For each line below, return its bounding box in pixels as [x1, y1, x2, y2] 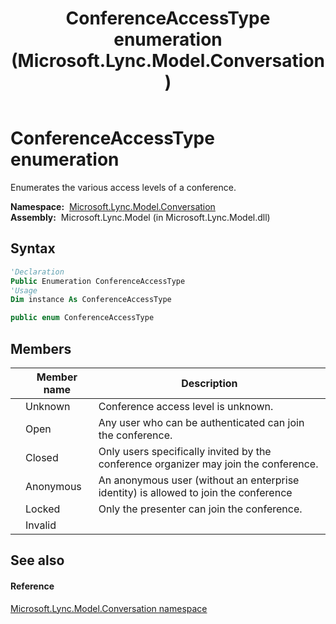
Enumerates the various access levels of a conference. [10, 181, 237, 193]
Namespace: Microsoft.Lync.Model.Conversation [10, 200, 216, 212]
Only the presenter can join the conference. [98, 502, 303, 516]
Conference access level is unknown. [98, 399, 274, 413]
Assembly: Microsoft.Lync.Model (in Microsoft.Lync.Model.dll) [10, 211, 271, 223]
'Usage [10, 285, 38, 296]
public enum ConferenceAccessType [10, 313, 155, 323]
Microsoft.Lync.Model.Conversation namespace [10, 602, 208, 614]
